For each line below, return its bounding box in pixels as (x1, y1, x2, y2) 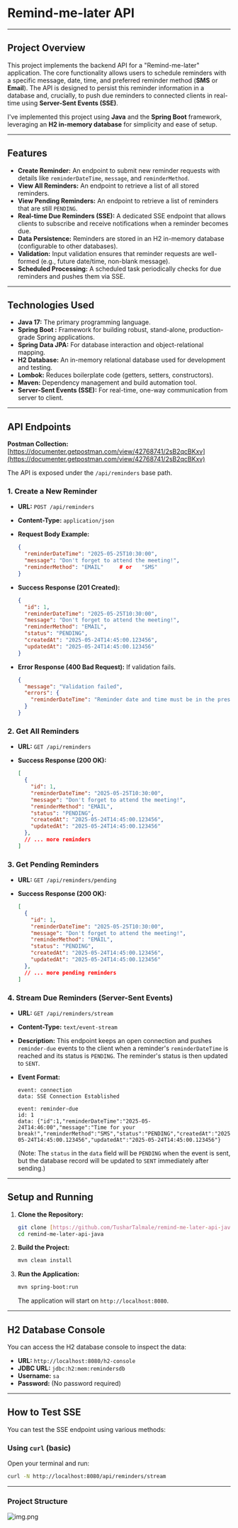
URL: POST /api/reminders (17, 503, 94, 511)
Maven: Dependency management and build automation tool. (17, 378, 197, 387)
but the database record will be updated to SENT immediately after (17, 1156, 209, 1165)
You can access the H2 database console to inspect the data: (7, 1342, 186, 1351)
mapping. (17, 348, 46, 357)
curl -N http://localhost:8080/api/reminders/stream (7, 1473, 166, 1480)
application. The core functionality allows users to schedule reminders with (7, 68, 227, 77)
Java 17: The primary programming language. (17, 318, 151, 326)
